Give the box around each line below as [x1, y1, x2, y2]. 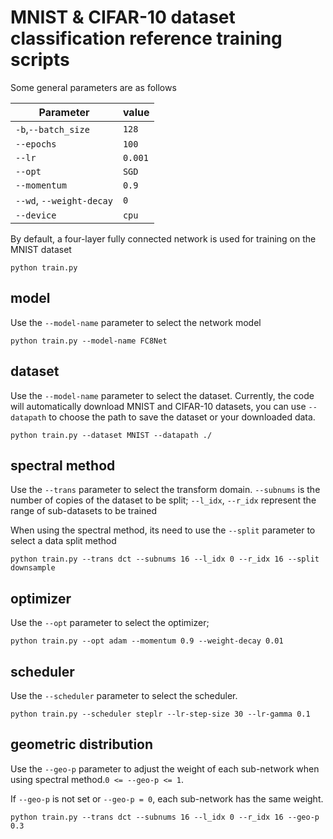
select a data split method [10, 535, 117, 547]
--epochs [15, 138, 57, 150]
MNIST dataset [10, 243, 72, 255]
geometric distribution [10, 736, 154, 753]
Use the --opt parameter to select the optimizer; [10, 617, 210, 629]
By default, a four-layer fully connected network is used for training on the [10, 232, 317, 245]
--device [15, 209, 57, 221]
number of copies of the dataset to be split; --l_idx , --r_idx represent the [10, 494, 317, 506]
